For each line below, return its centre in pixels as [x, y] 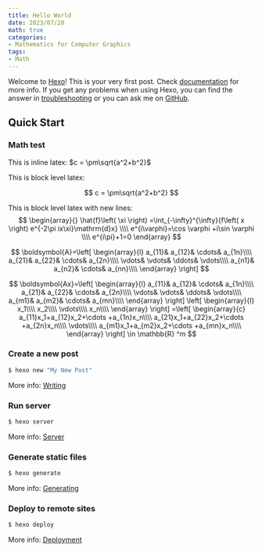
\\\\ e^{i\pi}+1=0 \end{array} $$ [131, 237]
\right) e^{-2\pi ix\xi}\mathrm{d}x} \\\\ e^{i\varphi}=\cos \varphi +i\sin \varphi [131, 228]
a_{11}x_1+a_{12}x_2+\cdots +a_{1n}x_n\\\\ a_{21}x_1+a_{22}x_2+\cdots [131, 317]
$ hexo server [31, 422]
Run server [29, 405]
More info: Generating [43, 488]
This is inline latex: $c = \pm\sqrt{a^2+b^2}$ [79, 162]
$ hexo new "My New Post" [50, 370]
